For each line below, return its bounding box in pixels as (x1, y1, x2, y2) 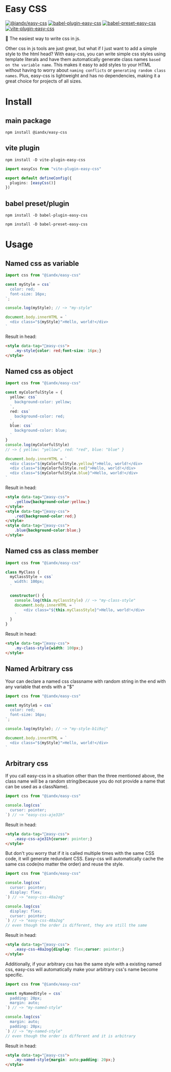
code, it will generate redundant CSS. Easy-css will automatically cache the (5, 856, 164, 862)
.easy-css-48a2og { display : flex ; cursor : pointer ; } (14, 947, 125, 952)
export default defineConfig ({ (5, 175, 72, 181)
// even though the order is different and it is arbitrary (5, 1033, 136, 1039)
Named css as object (5, 367, 74, 375)
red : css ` (10, 409, 31, 414)
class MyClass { (5, 570, 40, 575)
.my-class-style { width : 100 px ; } (14, 646, 83, 651)
